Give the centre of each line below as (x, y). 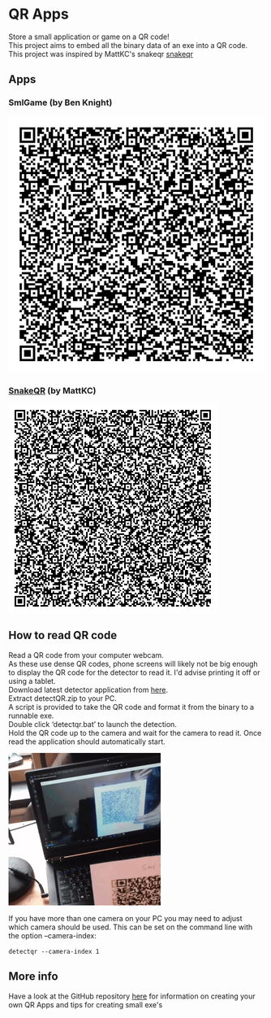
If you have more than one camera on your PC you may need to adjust (125, 918)
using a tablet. (32, 681)
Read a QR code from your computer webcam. (86, 655)
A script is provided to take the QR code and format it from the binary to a (131, 707)
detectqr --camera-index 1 (54, 951)
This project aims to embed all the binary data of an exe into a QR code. (128, 45)
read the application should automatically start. (87, 742)
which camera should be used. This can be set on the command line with (131, 927)
